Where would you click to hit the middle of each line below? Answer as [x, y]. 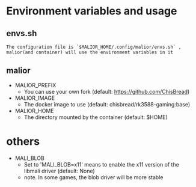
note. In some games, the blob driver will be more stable [93, 177]
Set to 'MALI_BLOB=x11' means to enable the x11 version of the [101, 164]
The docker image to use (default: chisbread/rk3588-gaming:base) [107, 104]
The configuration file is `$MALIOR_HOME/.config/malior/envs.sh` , [94, 47]
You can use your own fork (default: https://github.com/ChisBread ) [107, 91]
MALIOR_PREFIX [35, 85]
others [23, 141]
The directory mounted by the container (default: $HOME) [96, 117]
